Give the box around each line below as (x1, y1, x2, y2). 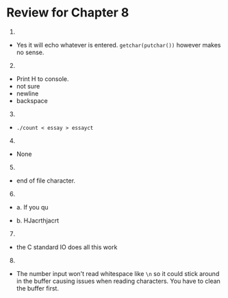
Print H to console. (16, 74, 69, 83)
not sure (16, 82, 40, 90)
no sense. (16, 48, 45, 56)
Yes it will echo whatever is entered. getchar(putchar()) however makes (16, 41, 221, 49)
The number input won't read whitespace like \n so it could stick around (16, 269, 220, 277)
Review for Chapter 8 (6, 5, 129, 21)
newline (16, 89, 39, 98)
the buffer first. (16, 284, 60, 293)
